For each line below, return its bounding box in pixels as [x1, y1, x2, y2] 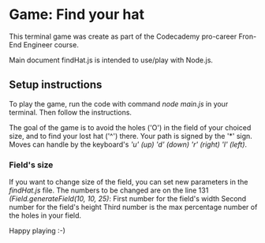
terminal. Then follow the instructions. [9, 107, 132, 117]
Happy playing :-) [9, 226, 66, 236]
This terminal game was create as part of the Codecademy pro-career [9, 32, 237, 41]
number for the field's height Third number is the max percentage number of [9, 203, 258, 212]
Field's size [9, 159, 54, 170]
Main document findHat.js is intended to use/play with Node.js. [9, 55, 214, 65]
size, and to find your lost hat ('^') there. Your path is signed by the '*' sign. [9, 131, 253, 140]
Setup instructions [9, 78, 103, 92]
